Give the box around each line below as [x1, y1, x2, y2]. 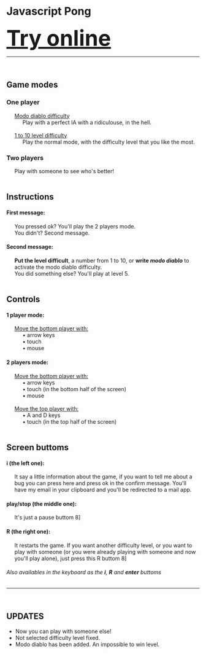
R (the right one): [6, 527, 51, 535]
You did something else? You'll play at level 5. [14, 270, 130, 277]
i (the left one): [6, 459, 45, 467]
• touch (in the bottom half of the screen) [22, 385, 127, 392]
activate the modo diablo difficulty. [14, 263, 102, 271]
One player [6, 98, 40, 107]
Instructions [6, 192, 54, 202]
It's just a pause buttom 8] [14, 514, 81, 521]
